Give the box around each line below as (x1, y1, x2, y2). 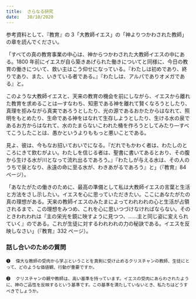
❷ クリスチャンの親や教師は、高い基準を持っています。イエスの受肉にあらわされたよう (6, 276, 189, 281)
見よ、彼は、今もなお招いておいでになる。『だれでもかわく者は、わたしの (6, 141, 183, 148)
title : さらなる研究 (6, 8, 54, 15)
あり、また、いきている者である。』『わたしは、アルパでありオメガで (16, 73, 180, 80)
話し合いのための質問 (6, 243, 66, 252)
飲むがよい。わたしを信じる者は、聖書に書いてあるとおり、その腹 (31, 149, 190, 156)
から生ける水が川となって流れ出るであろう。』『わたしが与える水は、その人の (6, 156, 190, 163)
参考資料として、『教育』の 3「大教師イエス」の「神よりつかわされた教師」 (6, 30, 187, 38)
